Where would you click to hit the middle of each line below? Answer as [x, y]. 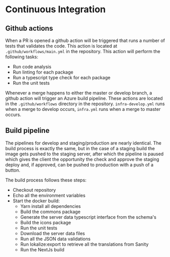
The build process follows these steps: [46, 180]
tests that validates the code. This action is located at [61, 46]
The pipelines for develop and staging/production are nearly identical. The [83, 143]
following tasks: [22, 57]
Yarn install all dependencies [51, 206]
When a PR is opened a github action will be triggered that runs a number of [85, 40]
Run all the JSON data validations [55, 239]
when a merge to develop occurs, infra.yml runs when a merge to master [83, 109]
